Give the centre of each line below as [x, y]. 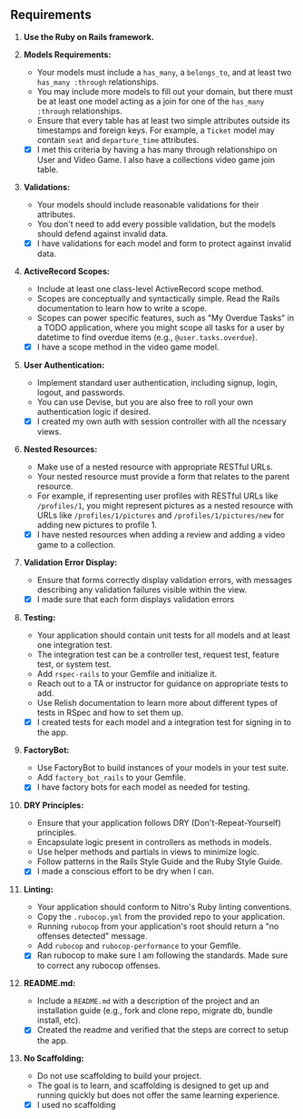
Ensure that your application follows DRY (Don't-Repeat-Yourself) [159, 823]
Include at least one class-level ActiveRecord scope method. [150, 288]
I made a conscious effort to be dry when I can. [125, 872]
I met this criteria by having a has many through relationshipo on [157, 149]
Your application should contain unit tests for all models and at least [164, 635]
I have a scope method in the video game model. [128, 347]
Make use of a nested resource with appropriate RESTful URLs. [155, 467]
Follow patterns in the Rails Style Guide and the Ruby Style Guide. [160, 862]
